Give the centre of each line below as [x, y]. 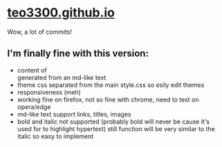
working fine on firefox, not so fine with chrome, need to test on [108, 99]
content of [32, 70]
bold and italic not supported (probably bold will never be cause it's [113, 121]
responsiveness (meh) [49, 92]
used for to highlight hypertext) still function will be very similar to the [116, 128]
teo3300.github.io [61, 13]
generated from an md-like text [62, 77]
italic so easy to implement [55, 136]
